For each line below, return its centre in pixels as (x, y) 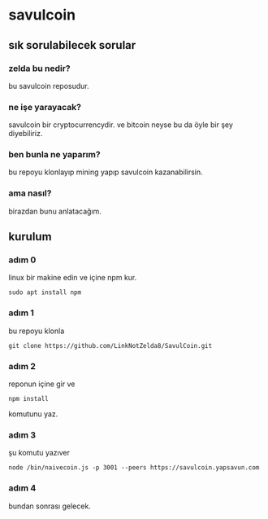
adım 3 (22, 435)
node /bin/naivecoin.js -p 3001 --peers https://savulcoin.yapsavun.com (134, 468)
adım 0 (22, 260)
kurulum (30, 237)
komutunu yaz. (33, 414)
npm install (28, 399)
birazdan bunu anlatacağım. (55, 211)
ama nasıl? (30, 193)
